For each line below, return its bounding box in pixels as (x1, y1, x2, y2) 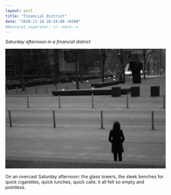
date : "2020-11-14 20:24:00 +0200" (5, 19, 81, 24)
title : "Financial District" (5, 13, 67, 19)
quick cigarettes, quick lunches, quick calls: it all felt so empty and (5, 179, 145, 185)
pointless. (5, 184, 26, 190)
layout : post (5, 8, 33, 13)
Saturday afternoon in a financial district (5, 38, 91, 45)
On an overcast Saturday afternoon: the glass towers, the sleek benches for (5, 173, 164, 179)
